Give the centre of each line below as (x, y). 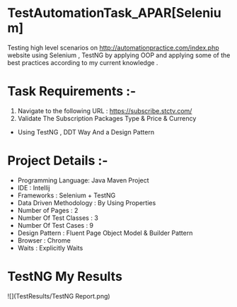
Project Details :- (58, 161)
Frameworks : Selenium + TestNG (67, 195)
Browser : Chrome (44, 240)
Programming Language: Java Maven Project (83, 180)
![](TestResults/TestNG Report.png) (59, 296)
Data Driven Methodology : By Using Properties (87, 202)
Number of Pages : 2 (48, 210)
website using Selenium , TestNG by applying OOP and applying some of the (119, 55)
